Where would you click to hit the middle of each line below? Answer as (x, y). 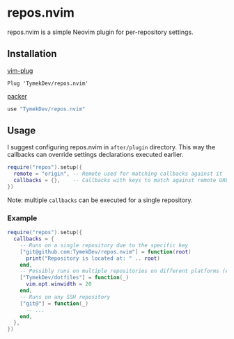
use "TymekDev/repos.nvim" (46, 109)
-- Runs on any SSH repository (65, 297)
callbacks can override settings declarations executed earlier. (95, 155)
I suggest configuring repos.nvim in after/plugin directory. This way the (111, 147)
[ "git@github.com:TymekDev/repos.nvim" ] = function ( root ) (106, 251)
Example (22, 218)
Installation (32, 54)
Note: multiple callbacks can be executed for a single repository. (100, 200)
